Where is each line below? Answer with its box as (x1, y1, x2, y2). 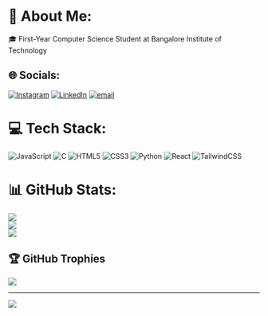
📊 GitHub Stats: (8, 180, 117, 199)
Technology (8, 45, 48, 55)
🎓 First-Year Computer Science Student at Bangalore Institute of (8, 34, 222, 43)
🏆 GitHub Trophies (8, 252, 106, 266)
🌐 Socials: (8, 69, 61, 82)
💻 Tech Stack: (8, 119, 107, 137)
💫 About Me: (8, 7, 93, 26)
